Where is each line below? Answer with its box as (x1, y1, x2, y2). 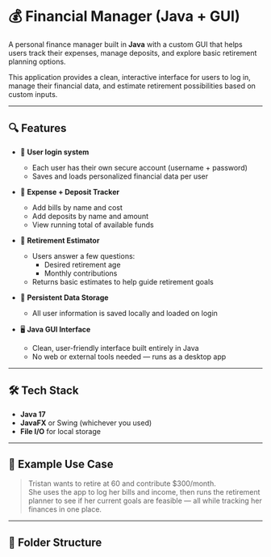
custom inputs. (8, 89, 58, 99)
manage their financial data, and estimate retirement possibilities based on (8, 81, 256, 91)
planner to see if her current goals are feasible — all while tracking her (27, 496, 262, 506)
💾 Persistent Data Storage (19, 293, 109, 302)
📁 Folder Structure (8, 535, 102, 549)
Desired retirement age (44, 260, 121, 269)
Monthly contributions (44, 268, 118, 278)
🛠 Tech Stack (8, 384, 79, 398)
